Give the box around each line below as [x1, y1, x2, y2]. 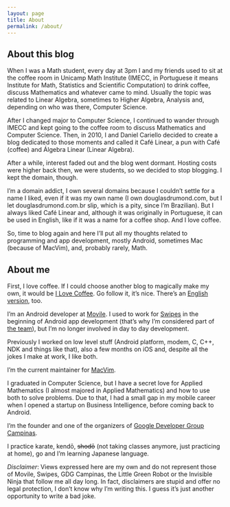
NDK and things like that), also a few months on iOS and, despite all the [7, 345, 209, 353]
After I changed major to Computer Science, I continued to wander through [7, 116, 220, 124]
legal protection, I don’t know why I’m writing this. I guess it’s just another [7, 485, 215, 493]
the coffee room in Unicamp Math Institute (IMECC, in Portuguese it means [7, 74, 218, 82]
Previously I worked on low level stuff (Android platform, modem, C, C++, [7, 338, 214, 346]
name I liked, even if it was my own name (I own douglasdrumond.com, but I [7, 194, 222, 203]
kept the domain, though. [7, 173, 78, 182]
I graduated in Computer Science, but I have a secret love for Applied [7, 379, 203, 387]
